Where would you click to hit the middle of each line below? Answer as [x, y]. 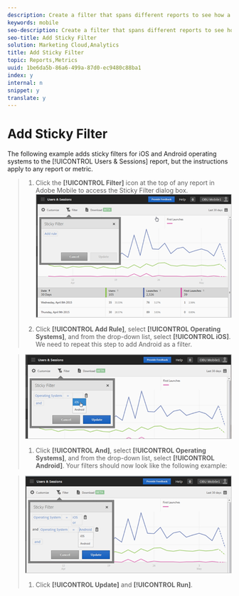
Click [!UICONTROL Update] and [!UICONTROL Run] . [114, 585]
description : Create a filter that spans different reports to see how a [119, 15]
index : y [20, 75]
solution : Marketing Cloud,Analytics [63, 45]
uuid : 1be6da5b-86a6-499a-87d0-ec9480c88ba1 [74, 68]
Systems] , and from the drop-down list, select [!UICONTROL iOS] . [133, 336]
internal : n [25, 83]
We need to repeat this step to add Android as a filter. [113, 344]
